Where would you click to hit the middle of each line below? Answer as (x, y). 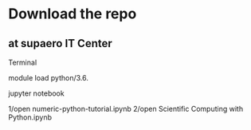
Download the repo (73, 14)
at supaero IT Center (61, 43)
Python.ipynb (30, 117)
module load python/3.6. (49, 78)
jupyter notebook (37, 93)
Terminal (23, 62)
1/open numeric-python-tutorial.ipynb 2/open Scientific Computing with (126, 109)
